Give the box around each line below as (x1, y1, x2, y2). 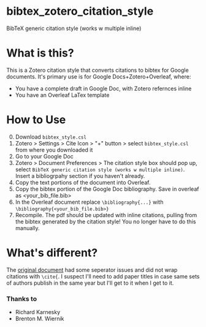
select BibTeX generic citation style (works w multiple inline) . (15, 166, 185, 173)
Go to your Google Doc (15, 152, 74, 160)
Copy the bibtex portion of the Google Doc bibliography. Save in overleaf (15, 185, 199, 193)
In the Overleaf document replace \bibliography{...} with (15, 198, 164, 206)
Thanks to (6, 294, 37, 303)
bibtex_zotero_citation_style (6, 4, 154, 18)
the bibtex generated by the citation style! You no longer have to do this (15, 218, 196, 225)
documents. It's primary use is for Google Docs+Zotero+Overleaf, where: (6, 72, 191, 80)
